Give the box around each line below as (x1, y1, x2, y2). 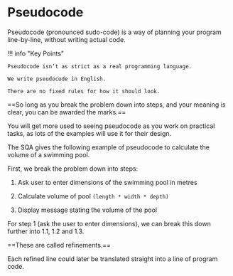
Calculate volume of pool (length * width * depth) (17, 191, 169, 200)
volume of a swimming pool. (7, 150, 90, 159)
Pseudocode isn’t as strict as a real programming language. (7, 63, 193, 70)
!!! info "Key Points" (7, 49, 65, 58)
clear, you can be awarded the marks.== (7, 107, 126, 116)
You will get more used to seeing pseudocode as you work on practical (7, 122, 215, 130)
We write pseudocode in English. (7, 75, 107, 83)
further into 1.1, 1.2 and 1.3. (7, 227, 85, 235)
